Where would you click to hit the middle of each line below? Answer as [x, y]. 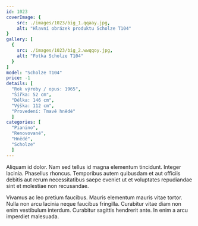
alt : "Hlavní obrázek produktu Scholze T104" [74, 28]
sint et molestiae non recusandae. [48, 186]
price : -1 [18, 78]
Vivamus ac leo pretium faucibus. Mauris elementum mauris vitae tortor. [94, 197]
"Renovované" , [29, 134]
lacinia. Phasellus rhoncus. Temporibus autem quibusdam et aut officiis [93, 173]
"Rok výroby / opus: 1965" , [46, 89]
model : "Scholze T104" [34, 73]
